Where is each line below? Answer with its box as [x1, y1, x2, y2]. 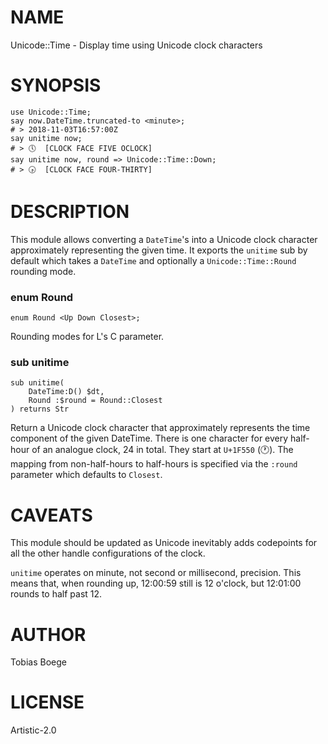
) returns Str [10, 404, 70, 415]
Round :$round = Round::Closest [28, 396, 163, 406]
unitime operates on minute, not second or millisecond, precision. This [10, 567, 302, 579]
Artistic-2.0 [10, 724, 57, 736]
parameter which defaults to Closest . [10, 469, 163, 481]
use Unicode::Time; [10, 107, 92, 117]
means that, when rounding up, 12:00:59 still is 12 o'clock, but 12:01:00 [10, 577, 302, 590]
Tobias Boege [10, 656, 67, 668]
